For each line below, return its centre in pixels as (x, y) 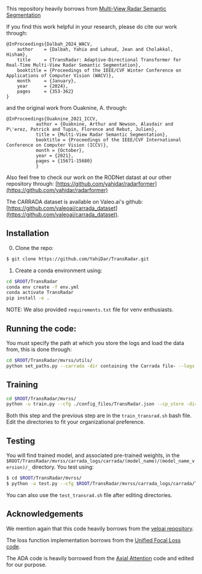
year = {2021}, (55, 156)
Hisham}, (17, 55)
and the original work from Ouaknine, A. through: (67, 108)
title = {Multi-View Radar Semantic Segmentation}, (102, 135)
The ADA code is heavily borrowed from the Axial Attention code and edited (100, 558)
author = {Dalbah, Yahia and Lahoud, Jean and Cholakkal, (95, 49)
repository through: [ (32, 184)
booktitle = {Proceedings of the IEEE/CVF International (109, 140)
